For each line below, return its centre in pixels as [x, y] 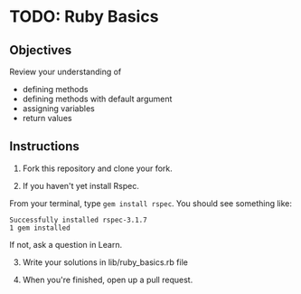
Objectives [41, 50]
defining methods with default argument [97, 99]
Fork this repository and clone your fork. [98, 168]
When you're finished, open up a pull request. [108, 280]
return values [47, 118]
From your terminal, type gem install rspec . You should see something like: [150, 203]
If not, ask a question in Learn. [66, 244]
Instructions [44, 147]
